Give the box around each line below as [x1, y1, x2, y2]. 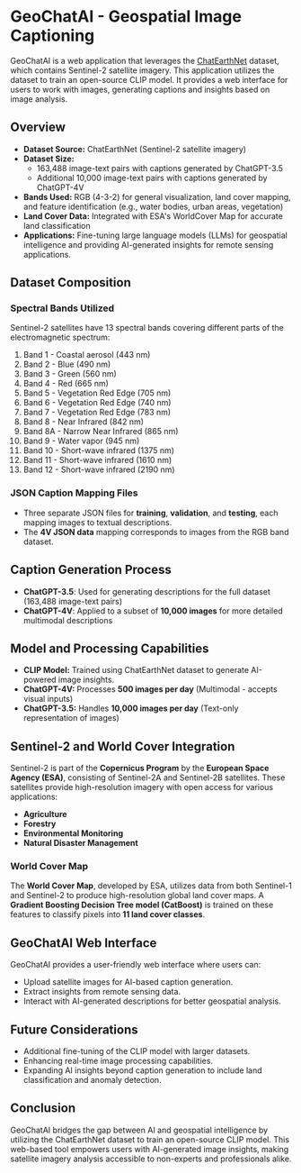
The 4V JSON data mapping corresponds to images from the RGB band [22, 526, 289, 537]
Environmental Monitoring [22, 828, 124, 839]
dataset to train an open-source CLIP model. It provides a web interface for [10, 74, 288, 85]
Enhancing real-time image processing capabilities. [22, 1056, 214, 1067]
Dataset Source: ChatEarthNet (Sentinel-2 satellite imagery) [22, 143, 246, 154]
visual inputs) [22, 694, 74, 705]
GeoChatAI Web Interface [10, 935, 157, 950]
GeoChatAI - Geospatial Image [10, 6, 242, 27]
